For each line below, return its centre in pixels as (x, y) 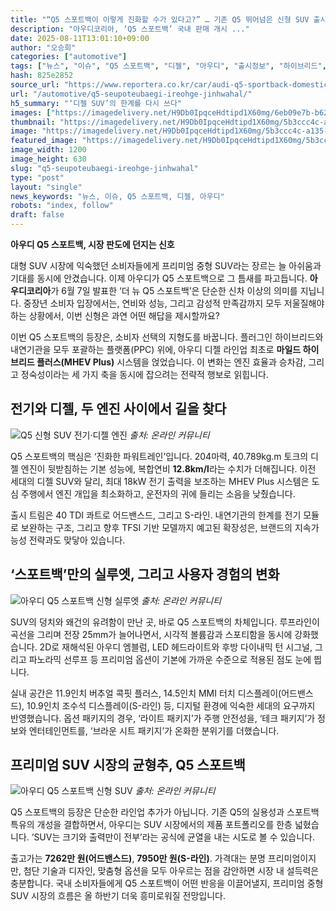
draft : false (37, 215)
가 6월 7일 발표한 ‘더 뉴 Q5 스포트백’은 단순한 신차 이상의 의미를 (174, 290)
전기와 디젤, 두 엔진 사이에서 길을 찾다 (118, 409)
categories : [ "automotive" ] (69, 57)
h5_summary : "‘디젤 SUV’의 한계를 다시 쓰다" (96, 103)
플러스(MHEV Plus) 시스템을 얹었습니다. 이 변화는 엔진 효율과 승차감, (171, 362)
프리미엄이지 (292, 858)
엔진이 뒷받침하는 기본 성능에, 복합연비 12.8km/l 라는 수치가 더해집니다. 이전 (168, 468)
